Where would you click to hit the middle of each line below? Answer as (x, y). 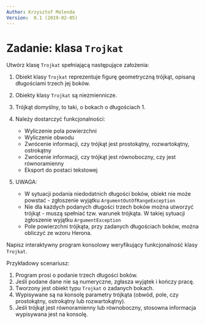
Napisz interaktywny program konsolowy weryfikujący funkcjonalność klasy (102, 245)
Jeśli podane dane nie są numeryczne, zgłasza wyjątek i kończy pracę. (105, 282)
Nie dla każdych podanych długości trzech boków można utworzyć (109, 207)
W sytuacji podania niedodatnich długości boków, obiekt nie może (108, 194)
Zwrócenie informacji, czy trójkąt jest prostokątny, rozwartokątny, (107, 144)
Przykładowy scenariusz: (38, 263)
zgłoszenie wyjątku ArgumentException (73, 220)
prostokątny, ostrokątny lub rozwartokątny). (70, 301)
